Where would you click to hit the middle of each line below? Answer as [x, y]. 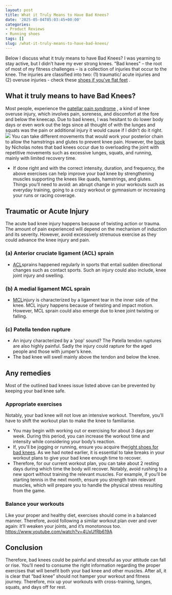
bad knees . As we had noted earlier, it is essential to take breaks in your [89, 452]
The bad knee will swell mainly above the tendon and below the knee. [86, 357]
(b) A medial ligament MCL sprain [48, 289]
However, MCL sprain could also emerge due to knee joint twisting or [86, 310]
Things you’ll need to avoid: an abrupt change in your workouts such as [88, 184]
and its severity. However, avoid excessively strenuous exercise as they [81, 234]
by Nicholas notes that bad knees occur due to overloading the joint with [82, 147]
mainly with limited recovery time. [41, 158]
